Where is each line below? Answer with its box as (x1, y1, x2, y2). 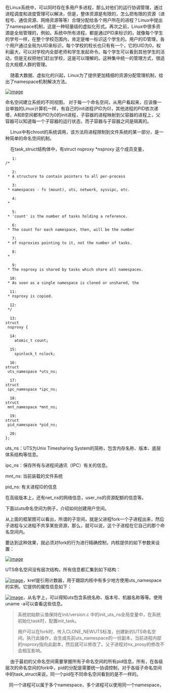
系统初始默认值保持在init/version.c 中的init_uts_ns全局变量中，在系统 (17, 611, 161, 617)
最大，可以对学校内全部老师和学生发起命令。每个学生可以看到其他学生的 (9, 49, 160, 55)
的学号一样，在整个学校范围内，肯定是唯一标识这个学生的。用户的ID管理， (5, 36, 160, 42)
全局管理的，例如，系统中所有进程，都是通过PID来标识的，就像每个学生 (14, 30, 163, 35)
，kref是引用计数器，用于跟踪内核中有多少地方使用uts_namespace (23, 577, 162, 583)
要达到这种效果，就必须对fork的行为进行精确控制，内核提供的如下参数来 (5, 539, 156, 545)
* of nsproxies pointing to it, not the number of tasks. (7, 240, 133, 245)
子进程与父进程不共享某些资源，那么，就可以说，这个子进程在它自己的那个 (5, 523, 160, 528)
